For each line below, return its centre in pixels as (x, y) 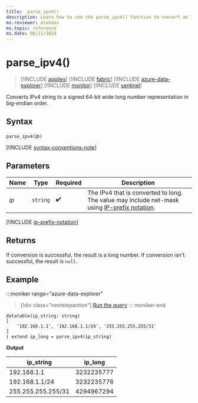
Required (69, 183)
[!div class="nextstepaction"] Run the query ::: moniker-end (93, 305)
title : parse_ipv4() (33, 12)
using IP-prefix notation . (121, 207)
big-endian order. (27, 103)
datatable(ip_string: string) (43, 316)
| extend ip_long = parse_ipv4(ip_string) (59, 337)
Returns (21, 241)
